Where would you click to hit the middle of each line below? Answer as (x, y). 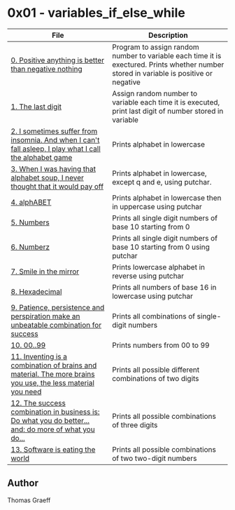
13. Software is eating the (53, 449)
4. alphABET (31, 202)
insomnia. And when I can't (55, 140)
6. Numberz (30, 247)
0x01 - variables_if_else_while (96, 13)
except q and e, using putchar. (162, 182)
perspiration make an (45, 316)
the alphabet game (42, 157)
